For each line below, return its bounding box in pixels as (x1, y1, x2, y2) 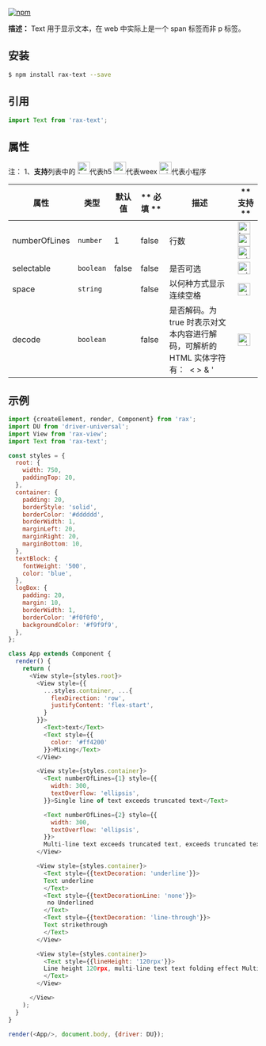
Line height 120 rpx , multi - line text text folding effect (43, 964, 239, 973)
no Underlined (47, 899, 93, 907)
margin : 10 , (22, 599, 62, 607)
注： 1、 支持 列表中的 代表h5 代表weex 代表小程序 (8, 167, 207, 177)
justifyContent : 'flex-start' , (50, 702, 154, 709)
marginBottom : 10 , (22, 540, 83, 548)
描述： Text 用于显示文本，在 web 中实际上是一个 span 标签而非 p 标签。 (8, 24, 245, 33)
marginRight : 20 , (22, 533, 80, 541)
